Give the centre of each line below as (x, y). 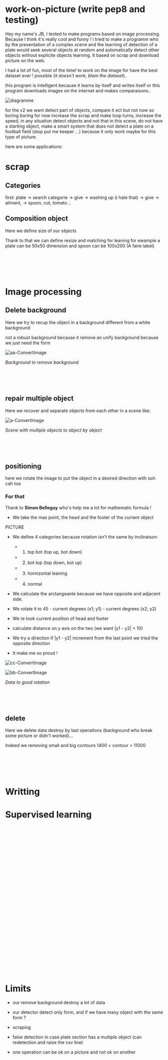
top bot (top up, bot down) (55, 552)
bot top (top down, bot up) (55, 562)
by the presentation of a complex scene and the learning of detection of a (81, 44)
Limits (18, 989)
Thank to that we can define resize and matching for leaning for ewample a (83, 240)
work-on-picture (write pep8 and (75, 9)
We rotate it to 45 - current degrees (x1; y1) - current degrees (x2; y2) (84, 608)
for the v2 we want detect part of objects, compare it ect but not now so (80, 110)
